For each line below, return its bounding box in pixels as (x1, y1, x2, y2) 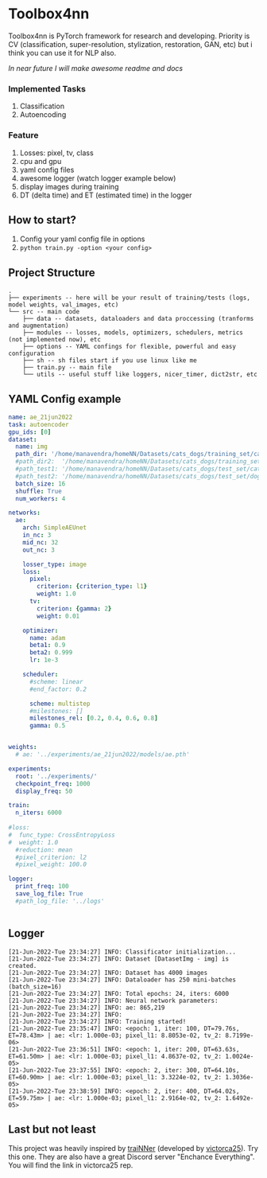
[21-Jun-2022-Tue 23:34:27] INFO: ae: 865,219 (8, 1004, 165, 1012)
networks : (8, 509, 41, 517)
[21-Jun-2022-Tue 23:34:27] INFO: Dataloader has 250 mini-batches (8, 976, 237, 984)
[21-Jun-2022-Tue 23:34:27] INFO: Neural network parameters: (8, 997, 219, 1004)
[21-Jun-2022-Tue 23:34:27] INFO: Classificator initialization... (8, 948, 237, 956)
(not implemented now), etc (8, 336, 102, 344)
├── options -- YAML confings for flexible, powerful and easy (22, 343, 237, 351)
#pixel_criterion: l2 (15, 853, 87, 861)
